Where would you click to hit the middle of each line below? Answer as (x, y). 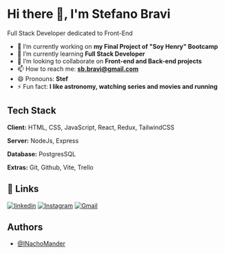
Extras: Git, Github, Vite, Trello (51, 167)
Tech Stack (32, 110)
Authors (25, 227)
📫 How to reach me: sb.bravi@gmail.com (78, 69)
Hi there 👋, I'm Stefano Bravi (89, 14)
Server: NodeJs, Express (43, 140)
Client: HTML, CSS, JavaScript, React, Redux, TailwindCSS (91, 127)
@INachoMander (41, 244)
